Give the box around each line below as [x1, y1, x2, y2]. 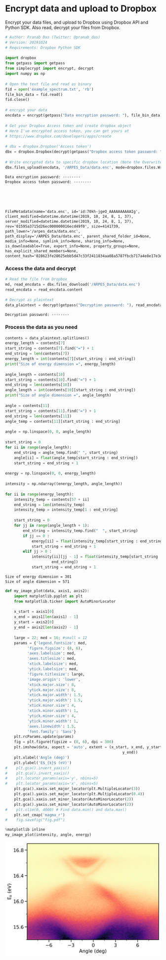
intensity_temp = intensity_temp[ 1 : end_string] [14, 507, 119, 513]
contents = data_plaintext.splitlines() [5, 335, 90, 341]
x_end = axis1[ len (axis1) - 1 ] [14, 614, 79, 620]
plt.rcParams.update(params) [14, 734, 74, 739]
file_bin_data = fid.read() [5, 92, 63, 97]
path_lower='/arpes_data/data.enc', [5, 229, 81, 234]
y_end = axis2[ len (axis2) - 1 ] [14, 625, 79, 630]
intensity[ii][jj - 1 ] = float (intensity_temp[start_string [31, 554, 158, 560]
